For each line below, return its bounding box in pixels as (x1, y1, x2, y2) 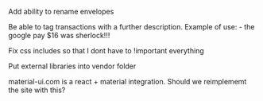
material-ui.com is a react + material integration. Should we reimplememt (8, 77, 247, 86)
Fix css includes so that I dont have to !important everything (8, 46, 204, 55)
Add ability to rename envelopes (8, 7, 114, 16)
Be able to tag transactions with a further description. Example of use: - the (8, 22, 255, 31)
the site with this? (8, 85, 66, 95)
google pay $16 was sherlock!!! (8, 31, 110, 40)
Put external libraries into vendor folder (8, 61, 137, 71)
